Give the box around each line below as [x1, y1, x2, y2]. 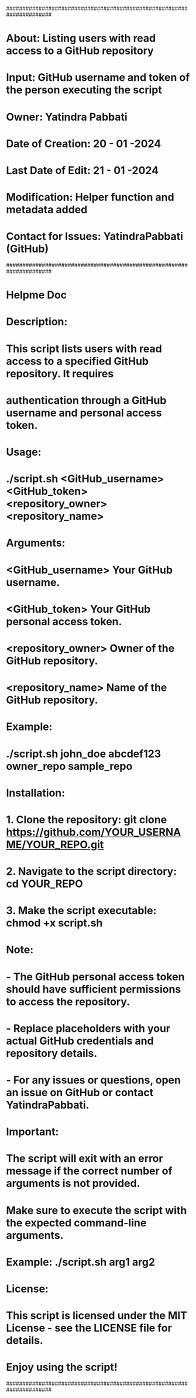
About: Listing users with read [6, 32, 156, 45]
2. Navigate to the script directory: [6, 865, 177, 878]
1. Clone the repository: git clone [6, 813, 167, 826]
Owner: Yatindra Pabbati [6, 110, 128, 124]
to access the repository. [6, 995, 130, 1008]
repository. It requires [6, 367, 114, 380]
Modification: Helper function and [6, 190, 174, 204]
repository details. [6, 1046, 98, 1060]
